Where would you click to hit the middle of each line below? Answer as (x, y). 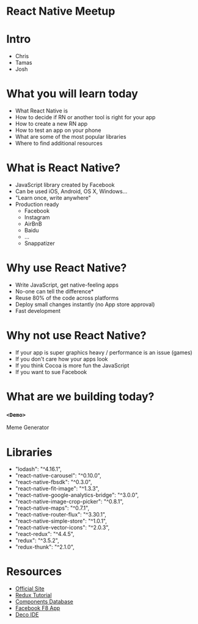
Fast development (38, 310)
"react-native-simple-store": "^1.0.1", (61, 521)
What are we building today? (80, 397)
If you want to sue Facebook (51, 372)
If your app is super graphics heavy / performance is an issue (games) (104, 352)
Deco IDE (27, 615)
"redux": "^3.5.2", (37, 541)
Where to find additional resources (59, 143)
